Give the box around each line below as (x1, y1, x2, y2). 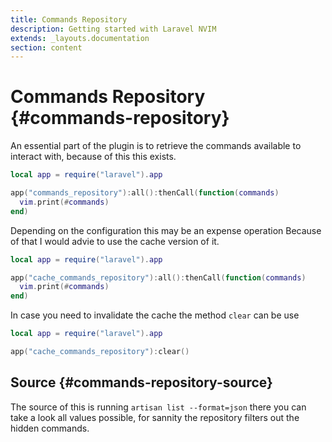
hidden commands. (10, 422, 90, 434)
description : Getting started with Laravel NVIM (10, 24, 217, 34)
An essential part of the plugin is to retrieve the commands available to (10, 140, 302, 152)
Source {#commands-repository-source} (10, 374, 273, 391)
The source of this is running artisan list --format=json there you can (10, 401, 307, 413)
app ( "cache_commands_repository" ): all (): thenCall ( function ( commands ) (10, 272, 307, 283)
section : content (10, 42, 83, 53)
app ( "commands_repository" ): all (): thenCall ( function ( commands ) (10, 188, 280, 198)
